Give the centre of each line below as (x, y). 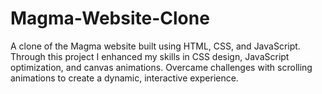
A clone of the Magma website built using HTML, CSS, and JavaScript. (155, 46)
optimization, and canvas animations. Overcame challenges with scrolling (161, 67)
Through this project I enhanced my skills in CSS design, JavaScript (150, 56)
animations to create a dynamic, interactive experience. (124, 78)
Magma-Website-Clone (110, 18)
